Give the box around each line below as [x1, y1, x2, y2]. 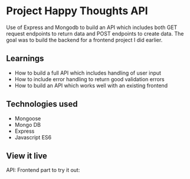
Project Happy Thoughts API [6, 4, 149, 18]
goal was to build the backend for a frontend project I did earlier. [6, 36, 163, 43]
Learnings [6, 53, 44, 63]
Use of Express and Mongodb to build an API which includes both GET [6, 24, 178, 31]
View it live [6, 151, 47, 161]
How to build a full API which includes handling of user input [14, 69, 161, 76]
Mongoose [14, 114, 41, 122]
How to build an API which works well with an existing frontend [14, 82, 168, 89]
